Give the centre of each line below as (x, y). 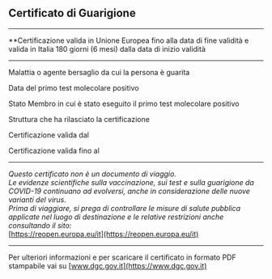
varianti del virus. (38, 199)
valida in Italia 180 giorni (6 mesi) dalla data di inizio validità (107, 49)
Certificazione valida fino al (54, 150)
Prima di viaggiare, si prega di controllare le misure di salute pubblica (125, 208)
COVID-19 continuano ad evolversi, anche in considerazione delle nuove (130, 191)
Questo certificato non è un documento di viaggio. (92, 174)
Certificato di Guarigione (72, 13)
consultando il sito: (40, 225)
